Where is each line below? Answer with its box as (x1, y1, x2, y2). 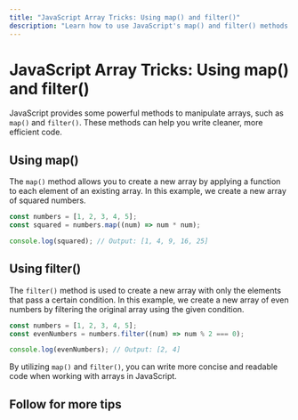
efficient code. (9, 126, 62, 138)
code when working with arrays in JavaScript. (9, 371, 178, 382)
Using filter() (9, 262, 82, 277)
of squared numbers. (9, 195, 86, 206)
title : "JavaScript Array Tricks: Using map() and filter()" (9, 12, 241, 22)
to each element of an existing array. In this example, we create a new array (9, 186, 287, 197)
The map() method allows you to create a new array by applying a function (9, 176, 281, 187)
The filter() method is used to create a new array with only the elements (9, 285, 282, 295)
